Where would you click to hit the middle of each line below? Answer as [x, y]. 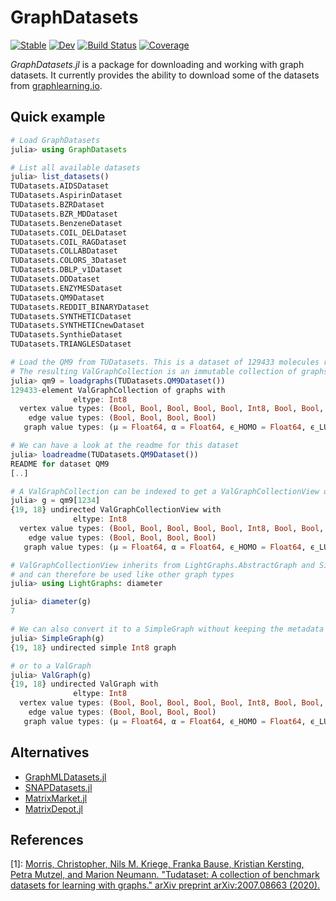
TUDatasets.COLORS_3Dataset [69, 261]
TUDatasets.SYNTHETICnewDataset [77, 326]
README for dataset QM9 [60, 464]
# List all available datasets [75, 167]
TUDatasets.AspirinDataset [66, 196]
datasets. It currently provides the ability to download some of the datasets [165, 75]
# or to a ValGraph [51, 666]
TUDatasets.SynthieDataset [66, 335]
